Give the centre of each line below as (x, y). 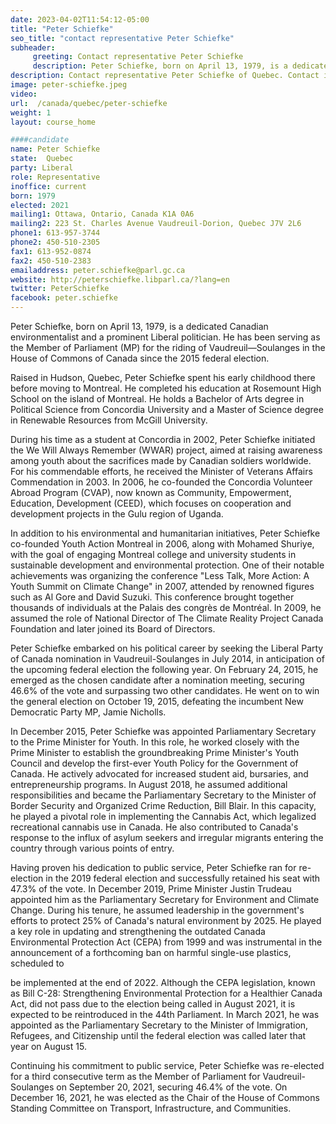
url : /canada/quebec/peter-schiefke (89, 103)
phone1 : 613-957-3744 (55, 233)
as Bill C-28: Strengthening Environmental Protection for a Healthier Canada (166, 993)
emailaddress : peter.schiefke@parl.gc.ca (98, 270)
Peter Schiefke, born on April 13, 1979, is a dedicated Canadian (139, 326)
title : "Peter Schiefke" (62, 29)
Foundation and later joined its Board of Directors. (113, 629)
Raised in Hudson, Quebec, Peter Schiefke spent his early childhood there (163, 377)
